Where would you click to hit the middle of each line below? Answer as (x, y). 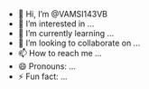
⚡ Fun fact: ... (42, 76)
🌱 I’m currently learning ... (66, 33)
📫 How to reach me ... (60, 53)
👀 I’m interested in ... (56, 24)
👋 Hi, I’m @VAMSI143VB (63, 14)
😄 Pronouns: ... (47, 66)
